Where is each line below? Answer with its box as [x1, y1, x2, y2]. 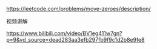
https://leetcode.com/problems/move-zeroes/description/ [6, 5, 151, 12]
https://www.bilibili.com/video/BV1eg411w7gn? [6, 30, 122, 37]
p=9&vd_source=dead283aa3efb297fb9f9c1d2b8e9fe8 [6, 36, 145, 43]
